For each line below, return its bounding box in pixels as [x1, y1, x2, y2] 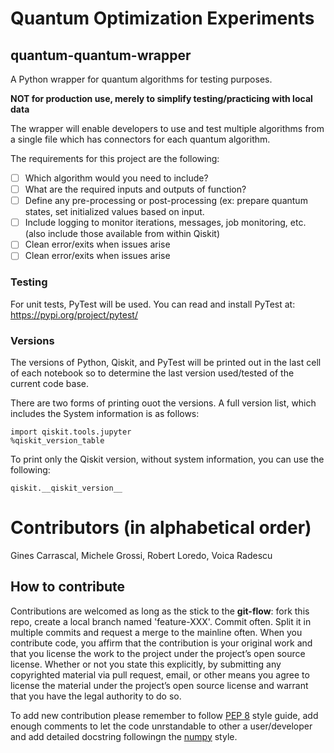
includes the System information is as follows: [10, 407, 200, 419]
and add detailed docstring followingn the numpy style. [10, 730, 238, 742]
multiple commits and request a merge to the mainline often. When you [10, 626, 303, 638]
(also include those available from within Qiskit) [24, 228, 221, 240]
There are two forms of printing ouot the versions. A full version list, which [10, 397, 317, 409]
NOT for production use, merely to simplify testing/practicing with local [10, 93, 313, 104]
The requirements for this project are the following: [10, 153, 220, 164]
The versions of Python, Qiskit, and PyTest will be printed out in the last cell [10, 356, 322, 368]
